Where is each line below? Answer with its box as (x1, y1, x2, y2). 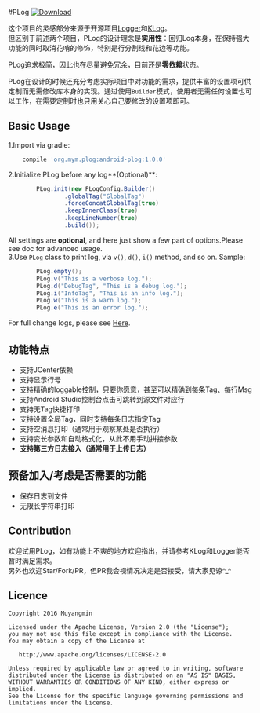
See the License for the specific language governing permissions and (8, 692, 244, 700)
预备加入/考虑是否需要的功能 (8, 469, 146, 482)
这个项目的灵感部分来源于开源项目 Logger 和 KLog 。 (8, 24, 172, 33)
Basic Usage (8, 119, 70, 133)
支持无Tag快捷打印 (19, 404, 81, 414)
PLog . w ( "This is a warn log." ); (36, 297, 143, 305)
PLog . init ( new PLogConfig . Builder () (36, 185, 156, 192)
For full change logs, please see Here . (8, 318, 131, 327)
